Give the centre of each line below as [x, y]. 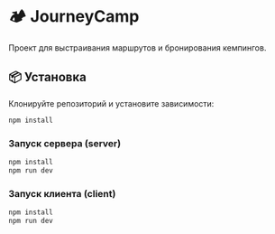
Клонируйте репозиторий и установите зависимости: [111, 103]
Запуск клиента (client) [62, 193]
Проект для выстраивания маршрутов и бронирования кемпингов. [137, 47]
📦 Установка [47, 77]
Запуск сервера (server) [65, 143]
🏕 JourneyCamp [74, 17]
